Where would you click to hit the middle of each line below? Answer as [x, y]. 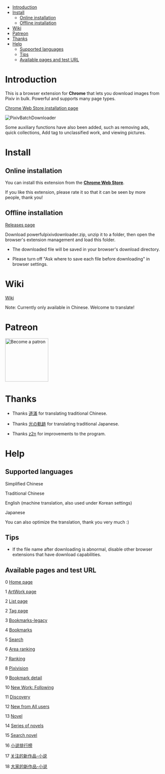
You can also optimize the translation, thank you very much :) [67, 522]
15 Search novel [21, 735]
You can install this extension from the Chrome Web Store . [65, 182]
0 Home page [19, 582]
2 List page [16, 601]
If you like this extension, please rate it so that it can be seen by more [75, 192]
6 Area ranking [20, 649]
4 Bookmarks [19, 630]
